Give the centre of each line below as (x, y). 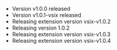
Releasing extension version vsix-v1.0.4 (61, 41)
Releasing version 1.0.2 (41, 28)
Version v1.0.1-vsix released (47, 15)
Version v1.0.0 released (41, 9)
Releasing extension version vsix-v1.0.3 (61, 34)
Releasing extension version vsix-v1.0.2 (61, 21)
